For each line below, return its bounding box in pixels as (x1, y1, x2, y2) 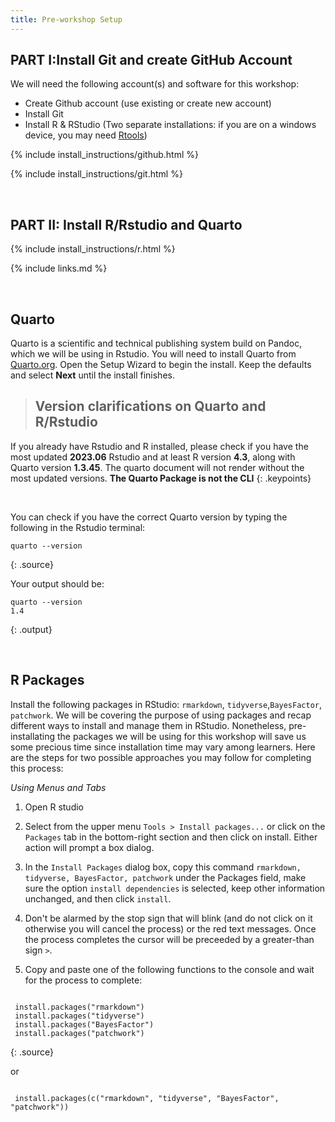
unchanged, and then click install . (24, 892, 172, 905)
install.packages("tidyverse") (14, 1011, 145, 1021)
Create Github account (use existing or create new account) (24, 97, 272, 110)
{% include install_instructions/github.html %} (10, 149, 199, 161)
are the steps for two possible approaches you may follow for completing (10, 751, 312, 763)
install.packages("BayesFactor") (14, 1019, 155, 1030)
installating (10, 730, 56, 742)
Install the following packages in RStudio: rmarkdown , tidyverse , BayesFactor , (10, 698, 323, 710)
